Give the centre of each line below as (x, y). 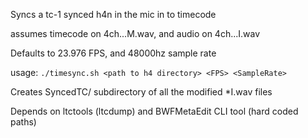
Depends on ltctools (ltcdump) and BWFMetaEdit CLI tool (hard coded (154, 111)
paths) (23, 122)
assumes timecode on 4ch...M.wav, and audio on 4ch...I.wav (135, 33)
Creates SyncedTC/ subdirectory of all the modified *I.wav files (141, 92)
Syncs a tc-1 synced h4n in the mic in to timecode (113, 14)
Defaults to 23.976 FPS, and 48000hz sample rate (113, 53)
